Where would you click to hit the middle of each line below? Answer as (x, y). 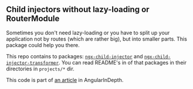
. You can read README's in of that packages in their (122, 62)
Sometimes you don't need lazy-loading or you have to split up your (88, 33)
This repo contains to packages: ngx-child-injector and (75, 56)
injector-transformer (33, 63)
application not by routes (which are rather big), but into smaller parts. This (97, 39)
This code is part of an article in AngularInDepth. (65, 80)
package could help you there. (43, 45)
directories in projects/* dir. (40, 69)
